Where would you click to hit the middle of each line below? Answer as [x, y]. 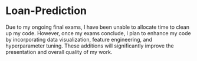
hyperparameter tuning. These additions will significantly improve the [90, 46]
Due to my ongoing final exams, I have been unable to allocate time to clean [98, 27]
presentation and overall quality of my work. [59, 52]
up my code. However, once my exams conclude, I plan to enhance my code [98, 33]
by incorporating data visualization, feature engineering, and [79, 39]
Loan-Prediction [46, 11]
